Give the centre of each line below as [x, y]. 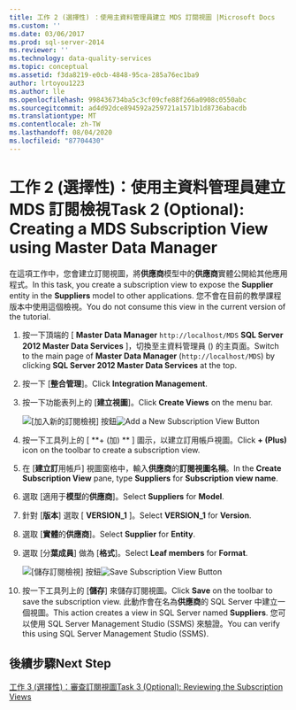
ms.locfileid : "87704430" [57, 141]
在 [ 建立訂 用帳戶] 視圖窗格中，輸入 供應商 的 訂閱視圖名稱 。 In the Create [152, 468]
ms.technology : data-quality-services [80, 58]
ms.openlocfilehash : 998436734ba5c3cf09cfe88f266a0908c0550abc [128, 100]
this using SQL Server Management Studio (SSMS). [115, 633]
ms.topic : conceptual [49, 67]
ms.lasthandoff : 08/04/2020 [61, 133]
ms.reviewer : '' [39, 50]
